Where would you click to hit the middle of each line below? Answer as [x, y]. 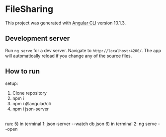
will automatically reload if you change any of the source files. [69, 56]
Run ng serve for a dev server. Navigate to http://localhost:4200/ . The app [83, 50]
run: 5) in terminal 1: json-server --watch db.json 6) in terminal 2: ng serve [81, 124]
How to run [23, 71]
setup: [12, 83]
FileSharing [29, 9]
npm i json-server [31, 109]
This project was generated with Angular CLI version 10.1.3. [66, 23]
